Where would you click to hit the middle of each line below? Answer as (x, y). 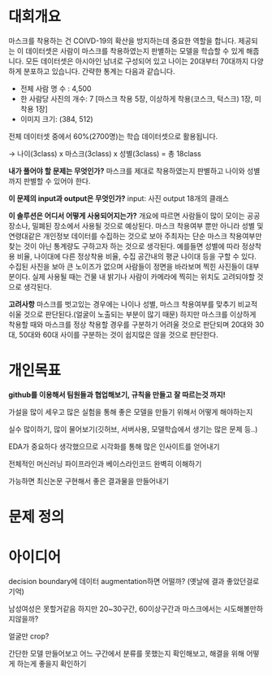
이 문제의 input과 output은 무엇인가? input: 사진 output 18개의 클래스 (119, 198)
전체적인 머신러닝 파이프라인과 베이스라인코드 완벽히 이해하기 (105, 464)
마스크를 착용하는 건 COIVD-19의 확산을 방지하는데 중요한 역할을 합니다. (123, 41)
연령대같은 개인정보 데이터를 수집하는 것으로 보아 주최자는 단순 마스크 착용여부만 (135, 236)
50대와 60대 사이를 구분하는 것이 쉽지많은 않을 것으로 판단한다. (119, 334)
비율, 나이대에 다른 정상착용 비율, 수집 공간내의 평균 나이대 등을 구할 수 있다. (137, 256)
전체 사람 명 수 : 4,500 (56, 88)
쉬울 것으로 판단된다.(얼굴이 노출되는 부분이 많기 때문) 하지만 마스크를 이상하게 (132, 314)
